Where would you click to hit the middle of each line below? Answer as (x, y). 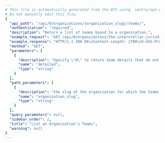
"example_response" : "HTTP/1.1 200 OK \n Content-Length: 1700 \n (75, 42)
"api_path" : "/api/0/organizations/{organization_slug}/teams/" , (78, 23)
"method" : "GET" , (27, 46)
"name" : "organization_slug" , (49, 96)
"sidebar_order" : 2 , (30, 119)
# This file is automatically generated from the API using (68, 10)
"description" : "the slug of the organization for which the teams (89, 92)
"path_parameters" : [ (32, 83)
